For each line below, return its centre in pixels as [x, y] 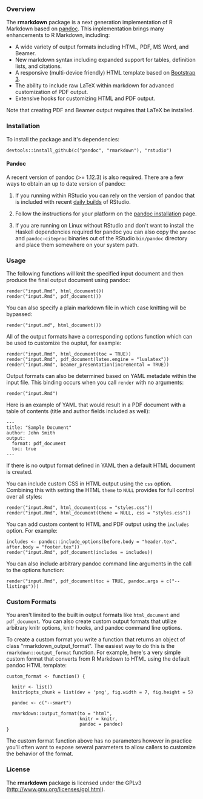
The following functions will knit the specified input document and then [95, 274]
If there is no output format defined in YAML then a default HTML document [101, 465]
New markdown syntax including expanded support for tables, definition [105, 60]
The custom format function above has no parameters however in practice [99, 741]
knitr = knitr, [99, 719]
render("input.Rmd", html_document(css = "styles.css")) [80, 508]
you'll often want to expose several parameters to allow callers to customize [101, 747]
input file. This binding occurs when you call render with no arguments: [95, 383]
